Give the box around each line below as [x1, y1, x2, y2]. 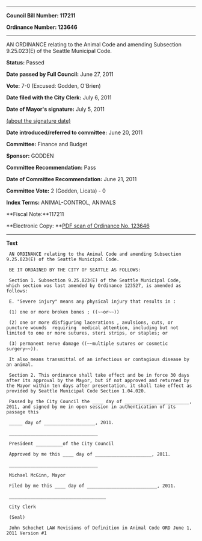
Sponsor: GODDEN [6, 152, 54, 159]
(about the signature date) [6, 117, 71, 124]
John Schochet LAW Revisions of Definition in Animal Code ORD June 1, [8, 525, 192, 531]
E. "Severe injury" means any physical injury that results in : [8, 298, 176, 305]
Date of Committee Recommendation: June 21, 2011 [6, 176, 137, 182]
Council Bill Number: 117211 [6, 12, 76, 19]
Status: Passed [6, 59, 45, 66]
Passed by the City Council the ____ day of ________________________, [8, 398, 192, 404]
